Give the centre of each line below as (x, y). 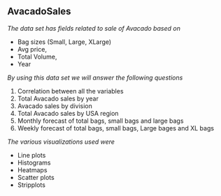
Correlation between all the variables (70, 91)
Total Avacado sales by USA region (68, 113)
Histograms (34, 163)
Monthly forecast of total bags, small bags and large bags (100, 121)
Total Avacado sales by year (58, 98)
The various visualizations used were (61, 142)
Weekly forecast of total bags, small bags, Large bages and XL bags (116, 128)
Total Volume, (37, 56)
